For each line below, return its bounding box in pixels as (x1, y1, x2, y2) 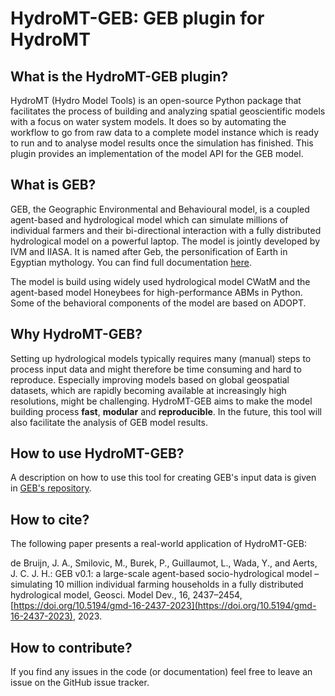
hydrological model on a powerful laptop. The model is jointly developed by (10, 235, 321, 247)
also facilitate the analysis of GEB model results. (10, 416, 208, 428)
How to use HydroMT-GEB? (10, 445, 185, 462)
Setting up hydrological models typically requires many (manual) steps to (10, 352, 312, 364)
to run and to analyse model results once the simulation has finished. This (10, 137, 314, 149)
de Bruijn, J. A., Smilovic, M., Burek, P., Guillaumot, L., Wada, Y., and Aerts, (10, 557, 318, 569)
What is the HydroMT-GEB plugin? (10, 68, 229, 85)
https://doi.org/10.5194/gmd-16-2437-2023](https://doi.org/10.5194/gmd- (13, 600, 317, 612)
